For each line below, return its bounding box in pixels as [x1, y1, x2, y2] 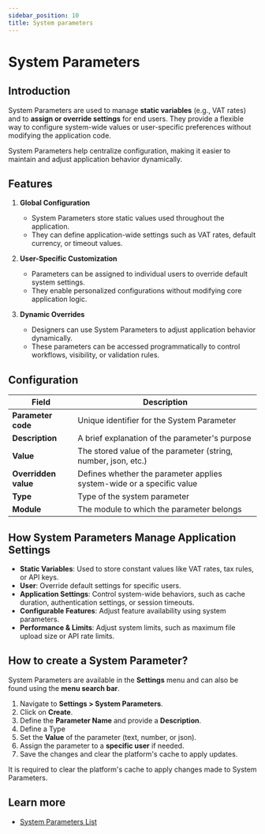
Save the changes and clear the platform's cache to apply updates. [19, 749, 238, 759]
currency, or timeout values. [31, 239, 123, 248]
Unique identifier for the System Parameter [77, 415, 237, 426]
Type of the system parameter [77, 491, 189, 502]
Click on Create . [19, 707, 73, 716]
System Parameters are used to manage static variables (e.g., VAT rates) [8, 105, 247, 115]
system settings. [31, 277, 85, 287]
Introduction [8, 85, 71, 98]
